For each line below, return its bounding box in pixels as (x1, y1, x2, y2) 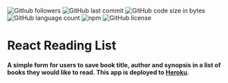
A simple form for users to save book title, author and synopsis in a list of (7, 60, 221, 69)
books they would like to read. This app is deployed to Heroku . (7, 68, 190, 76)
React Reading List (7, 38, 117, 54)
